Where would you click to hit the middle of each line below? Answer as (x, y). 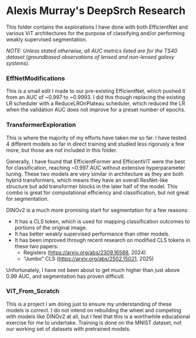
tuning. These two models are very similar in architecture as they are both (95, 174)
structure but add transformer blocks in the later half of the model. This (92, 186)
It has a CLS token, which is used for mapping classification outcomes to (102, 221)
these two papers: (36, 246)
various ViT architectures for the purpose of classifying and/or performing (96, 33)
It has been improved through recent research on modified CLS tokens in (102, 240)
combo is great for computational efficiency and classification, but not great (97, 192)
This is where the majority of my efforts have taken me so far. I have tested (96, 137)
